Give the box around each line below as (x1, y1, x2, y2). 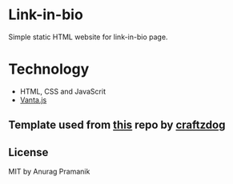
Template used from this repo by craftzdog (8, 118, 226, 132)
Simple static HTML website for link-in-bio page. (8, 32, 168, 42)
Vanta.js (19, 94, 47, 105)
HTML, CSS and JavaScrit (19, 86, 106, 96)
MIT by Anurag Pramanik (8, 166, 90, 177)
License (8, 146, 49, 159)
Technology (8, 60, 90, 78)
